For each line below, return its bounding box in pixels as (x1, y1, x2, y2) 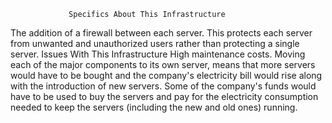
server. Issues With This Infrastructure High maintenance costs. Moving (10, 48, 306, 60)
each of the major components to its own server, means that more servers (10, 59, 316, 70)
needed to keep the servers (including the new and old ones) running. (10, 101, 298, 113)
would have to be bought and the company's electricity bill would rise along (10, 70, 323, 81)
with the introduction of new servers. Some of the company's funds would (10, 80, 317, 92)
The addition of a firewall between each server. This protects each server (10, 27, 313, 39)
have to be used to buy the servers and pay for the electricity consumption (10, 91, 319, 102)
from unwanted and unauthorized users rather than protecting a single (10, 38, 300, 49)
